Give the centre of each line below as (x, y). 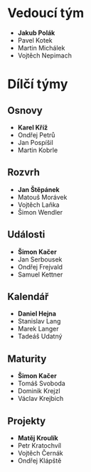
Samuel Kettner (40, 274)
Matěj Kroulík (38, 438)
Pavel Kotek (35, 40)
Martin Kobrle (38, 150)
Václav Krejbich (41, 399)
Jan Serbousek (40, 259)
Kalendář (28, 296)
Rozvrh (24, 172)
